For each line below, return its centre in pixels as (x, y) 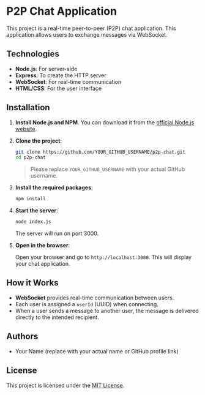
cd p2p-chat (30, 157)
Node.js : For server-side (46, 69)
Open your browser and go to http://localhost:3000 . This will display (103, 257)
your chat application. (43, 264)
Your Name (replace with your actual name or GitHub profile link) (97, 351)
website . (26, 129)
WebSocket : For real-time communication (68, 81)
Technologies (33, 54)
